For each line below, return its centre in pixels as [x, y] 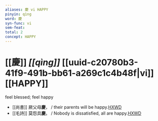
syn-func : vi [18, 23]
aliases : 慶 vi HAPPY [27, 10]
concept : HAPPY [21, 37]
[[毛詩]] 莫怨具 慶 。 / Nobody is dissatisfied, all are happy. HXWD [77, 113]
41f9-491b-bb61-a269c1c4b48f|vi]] [79, 73]
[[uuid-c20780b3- [100, 63]
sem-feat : [15, 28]
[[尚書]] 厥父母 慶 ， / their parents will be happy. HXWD [67, 107]
